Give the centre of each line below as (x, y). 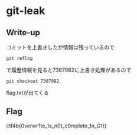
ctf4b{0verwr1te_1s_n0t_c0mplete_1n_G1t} (56, 126)
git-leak (26, 11)
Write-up (23, 33)
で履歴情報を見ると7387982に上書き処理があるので (69, 70)
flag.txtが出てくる (27, 93)
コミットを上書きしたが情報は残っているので (61, 47)
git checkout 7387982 (33, 81)
